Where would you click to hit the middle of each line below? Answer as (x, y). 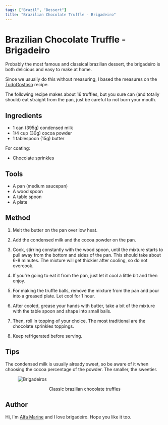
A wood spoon (27, 192)
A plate (20, 202)
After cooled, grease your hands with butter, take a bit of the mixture (84, 306)
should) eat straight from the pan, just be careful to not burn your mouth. (81, 100)
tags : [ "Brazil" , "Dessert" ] (36, 10)
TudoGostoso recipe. (27, 85)
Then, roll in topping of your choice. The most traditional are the (79, 321)
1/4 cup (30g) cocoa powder (42, 133)
